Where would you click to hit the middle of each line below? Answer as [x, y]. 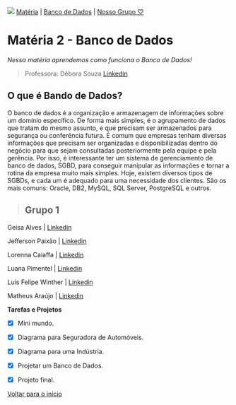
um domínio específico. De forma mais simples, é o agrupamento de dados [117, 120]
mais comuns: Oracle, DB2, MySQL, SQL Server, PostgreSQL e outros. [110, 188]
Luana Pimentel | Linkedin [45, 268]
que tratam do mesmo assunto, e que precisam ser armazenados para [110, 128]
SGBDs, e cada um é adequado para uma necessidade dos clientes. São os [117, 180]
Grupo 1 [42, 210]
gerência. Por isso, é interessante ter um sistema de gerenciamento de [110, 158]
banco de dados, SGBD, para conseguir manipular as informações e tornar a [118, 165]
